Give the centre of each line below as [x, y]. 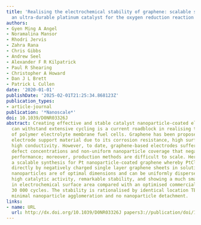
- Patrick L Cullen [31, 85]
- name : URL [21, 207]
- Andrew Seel [24, 56]
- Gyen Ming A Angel [32, 28]
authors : [17, 23]
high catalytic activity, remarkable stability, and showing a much [99, 179]
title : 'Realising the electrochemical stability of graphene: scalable [99, 12]
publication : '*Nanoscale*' [41, 112]
